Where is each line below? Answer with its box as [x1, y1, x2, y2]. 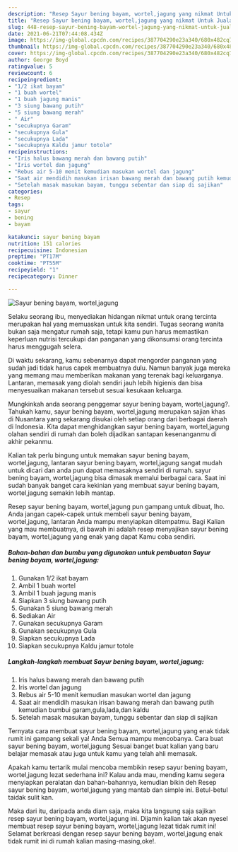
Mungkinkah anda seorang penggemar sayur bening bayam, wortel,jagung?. [8, 399, 230, 408]
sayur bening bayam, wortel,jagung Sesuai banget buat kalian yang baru [8, 742, 219, 750]
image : [8, 37, 28, 44]
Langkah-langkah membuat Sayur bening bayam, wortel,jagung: [8, 658, 204, 666]
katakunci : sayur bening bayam [8, 233, 100, 240]
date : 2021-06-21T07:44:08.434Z [8, 30, 103, 37]
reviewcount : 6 [8, 69, 53, 76]
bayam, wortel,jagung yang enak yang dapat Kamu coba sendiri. [8, 532, 196, 541]
